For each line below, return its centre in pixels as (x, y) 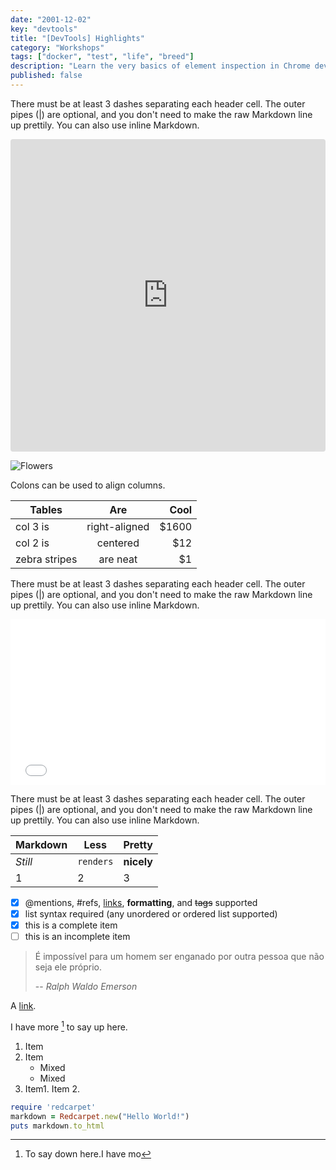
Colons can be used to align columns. (88, 485)
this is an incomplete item (77, 937)
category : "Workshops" (57, 47)
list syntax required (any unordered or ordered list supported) (151, 913)
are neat (118, 559)
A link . (23, 1006)
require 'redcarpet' (53, 1107)
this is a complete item (71, 925)
